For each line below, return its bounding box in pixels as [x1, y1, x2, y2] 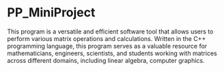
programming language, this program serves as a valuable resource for [7, 42, 208, 50]
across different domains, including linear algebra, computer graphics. [7, 56, 205, 64]
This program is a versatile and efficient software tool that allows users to [7, 27, 214, 35]
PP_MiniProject [7, 5, 96, 20]
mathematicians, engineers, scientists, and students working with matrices [7, 49, 217, 57]
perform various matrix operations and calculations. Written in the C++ [7, 34, 206, 42]
